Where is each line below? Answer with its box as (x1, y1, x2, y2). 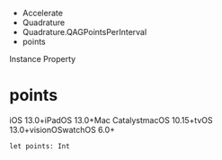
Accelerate (22, 8, 63, 18)
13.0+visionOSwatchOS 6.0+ (9, 124, 115, 135)
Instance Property (9, 54, 76, 64)
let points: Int (9, 141, 70, 151)
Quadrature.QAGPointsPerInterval (22, 27, 147, 37)
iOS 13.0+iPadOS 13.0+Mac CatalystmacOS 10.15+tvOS (9, 114, 213, 125)
